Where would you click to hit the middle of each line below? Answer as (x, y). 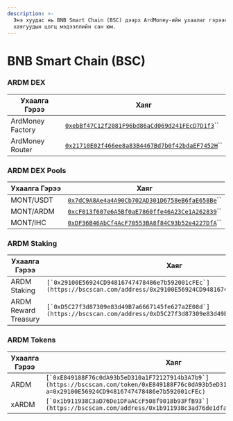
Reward (23, 311)
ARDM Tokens (32, 340)
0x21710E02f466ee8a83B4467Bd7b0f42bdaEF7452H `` (144, 145)
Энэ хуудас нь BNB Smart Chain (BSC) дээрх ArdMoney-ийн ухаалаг (110, 20)
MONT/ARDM (33, 211)
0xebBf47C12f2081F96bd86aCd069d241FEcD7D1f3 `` (142, 125)
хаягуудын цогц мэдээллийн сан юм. (65, 26)
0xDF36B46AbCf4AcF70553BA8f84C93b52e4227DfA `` (145, 223)
